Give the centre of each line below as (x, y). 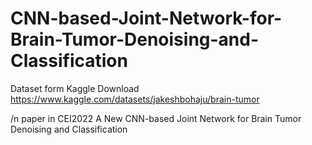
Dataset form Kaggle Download (75, 88)
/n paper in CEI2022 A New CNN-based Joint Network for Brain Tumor (156, 118)
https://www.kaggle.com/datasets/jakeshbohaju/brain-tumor (135, 99)
